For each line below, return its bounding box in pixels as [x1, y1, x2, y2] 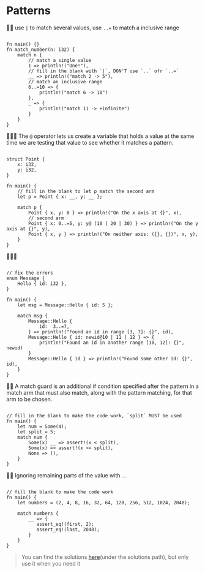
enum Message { [6, 275, 45, 281]
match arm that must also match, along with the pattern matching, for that [6, 389, 193, 396]
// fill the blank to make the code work [6, 488, 114, 495]
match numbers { [17, 510, 59, 517]
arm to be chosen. [6, 395, 53, 403]
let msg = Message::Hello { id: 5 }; [17, 302, 114, 308]
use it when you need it [21, 560, 81, 567]
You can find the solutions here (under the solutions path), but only [21, 553, 189, 561]
